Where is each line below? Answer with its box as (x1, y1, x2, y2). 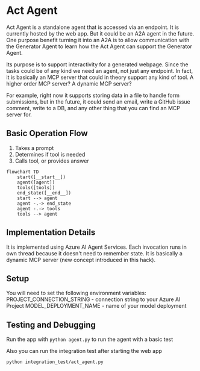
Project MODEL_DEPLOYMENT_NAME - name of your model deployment (6, 302, 187, 310)
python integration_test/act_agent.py (6, 359, 104, 365)
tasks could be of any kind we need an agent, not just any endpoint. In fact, (6, 67, 193, 74)
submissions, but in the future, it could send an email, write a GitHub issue (6, 98, 191, 105)
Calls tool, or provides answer (14, 157, 89, 164)
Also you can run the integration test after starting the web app (6, 348, 163, 355)
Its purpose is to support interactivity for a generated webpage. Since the (6, 61, 189, 68)
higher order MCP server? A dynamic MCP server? (6, 79, 132, 87)
